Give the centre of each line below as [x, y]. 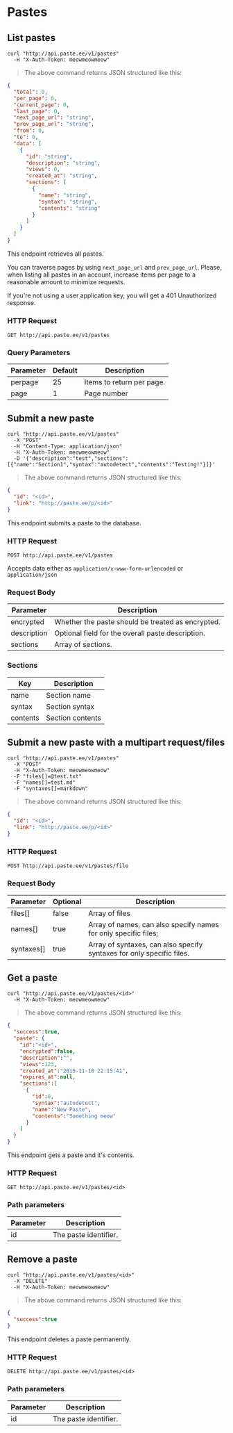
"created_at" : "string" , [61, 176]
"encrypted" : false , [48, 1051]
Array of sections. [83, 645]
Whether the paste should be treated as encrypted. [137, 622]
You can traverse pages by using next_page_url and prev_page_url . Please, [114, 267]
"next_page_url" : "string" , [54, 118]
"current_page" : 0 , [42, 105]
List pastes [32, 38]
